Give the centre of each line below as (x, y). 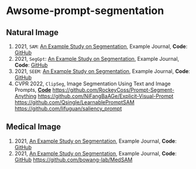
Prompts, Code (33, 90)
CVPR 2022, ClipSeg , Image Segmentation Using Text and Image (92, 84)
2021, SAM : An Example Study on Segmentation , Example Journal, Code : (101, 46)
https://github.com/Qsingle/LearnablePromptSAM (74, 102)
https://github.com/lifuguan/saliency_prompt (68, 108)
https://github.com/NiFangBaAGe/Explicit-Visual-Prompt (106, 96)
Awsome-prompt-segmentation (85, 11)
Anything (25, 96)
